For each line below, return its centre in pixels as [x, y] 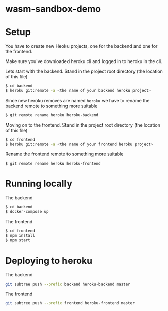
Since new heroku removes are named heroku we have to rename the [77, 100]
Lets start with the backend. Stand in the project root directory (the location [84, 71]
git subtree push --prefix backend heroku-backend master [68, 284]
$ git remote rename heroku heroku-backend [52, 115]
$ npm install [20, 235]
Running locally [39, 184]
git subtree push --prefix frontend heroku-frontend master [70, 303]
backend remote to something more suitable [52, 106]
